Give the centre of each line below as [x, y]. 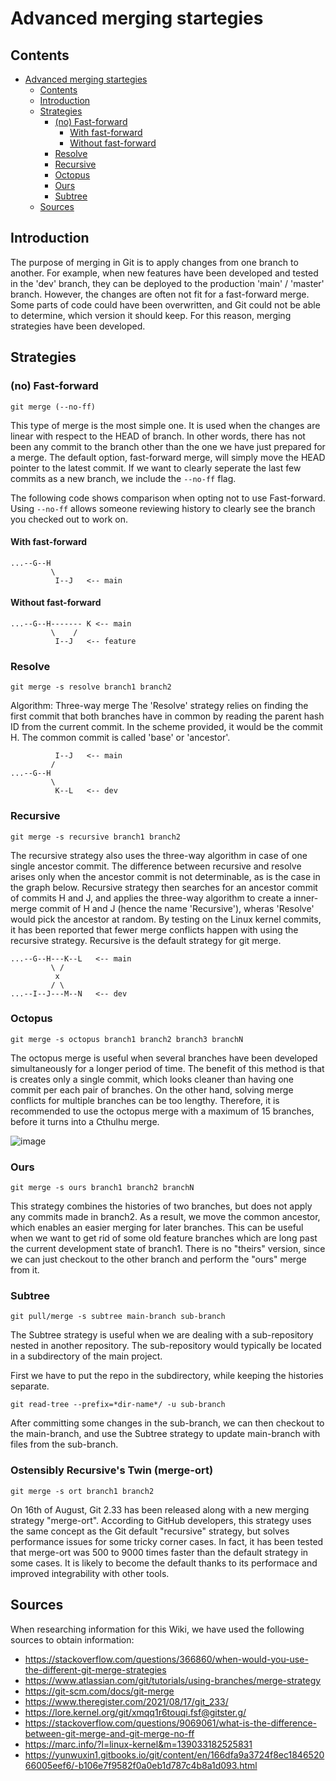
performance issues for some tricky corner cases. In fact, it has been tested [167, 1541]
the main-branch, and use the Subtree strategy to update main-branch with [165, 1434]
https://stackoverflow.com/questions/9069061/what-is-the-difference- [171, 1723]
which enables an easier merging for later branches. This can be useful [157, 1228]
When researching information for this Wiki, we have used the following [157, 1629]
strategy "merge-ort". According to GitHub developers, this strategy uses [161, 1520]
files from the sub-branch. [64, 1444]
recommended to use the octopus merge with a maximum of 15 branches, [162, 1111]
